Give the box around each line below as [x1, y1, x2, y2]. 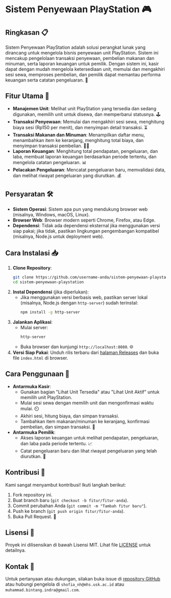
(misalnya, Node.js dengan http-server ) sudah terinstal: [20, 300, 138, 306]
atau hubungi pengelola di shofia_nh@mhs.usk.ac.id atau [5, 581, 125, 587]
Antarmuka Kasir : [12, 383, 51, 389]
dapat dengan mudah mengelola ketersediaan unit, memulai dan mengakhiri [5, 66, 165, 72]
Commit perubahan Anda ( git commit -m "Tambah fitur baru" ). [12, 503, 147, 509]
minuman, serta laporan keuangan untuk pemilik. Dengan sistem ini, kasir [5, 61, 159, 67]
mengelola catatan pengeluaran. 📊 [12, 159, 87, 165]
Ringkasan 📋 [5, 28, 48, 37]
